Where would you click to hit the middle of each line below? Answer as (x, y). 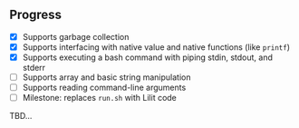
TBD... (21, 116)
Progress (35, 15)
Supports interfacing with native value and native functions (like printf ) (156, 47)
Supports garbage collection (76, 36)
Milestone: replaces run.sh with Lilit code (99, 98)
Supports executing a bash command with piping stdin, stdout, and (148, 57)
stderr (34, 68)
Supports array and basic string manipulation (106, 77)
